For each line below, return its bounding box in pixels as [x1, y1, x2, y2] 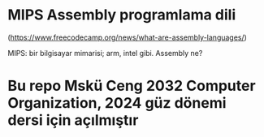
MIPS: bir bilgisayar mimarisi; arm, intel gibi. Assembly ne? [7, 48, 203, 58]
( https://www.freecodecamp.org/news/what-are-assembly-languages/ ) [7, 32, 247, 42]
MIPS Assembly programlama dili [7, 6, 236, 24]
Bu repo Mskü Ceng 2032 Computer [7, 77, 257, 95]
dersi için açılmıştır [7, 111, 139, 130]
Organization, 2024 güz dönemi [7, 94, 227, 113]
